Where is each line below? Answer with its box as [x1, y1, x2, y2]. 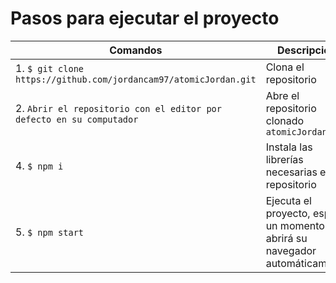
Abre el [265, 88, 300, 102]
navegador [265, 243, 317, 257]
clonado [265, 113, 305, 127]
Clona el [265, 60, 305, 74]
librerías [265, 152, 304, 166]
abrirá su [265, 231, 308, 245]
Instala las [265, 140, 313, 154]
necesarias [265, 165, 318, 179]
